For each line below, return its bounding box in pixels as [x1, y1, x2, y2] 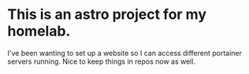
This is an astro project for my [7, 6, 206, 24]
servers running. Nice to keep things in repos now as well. [7, 57, 196, 66]
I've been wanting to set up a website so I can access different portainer [7, 48, 242, 57]
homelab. [7, 22, 71, 40]
